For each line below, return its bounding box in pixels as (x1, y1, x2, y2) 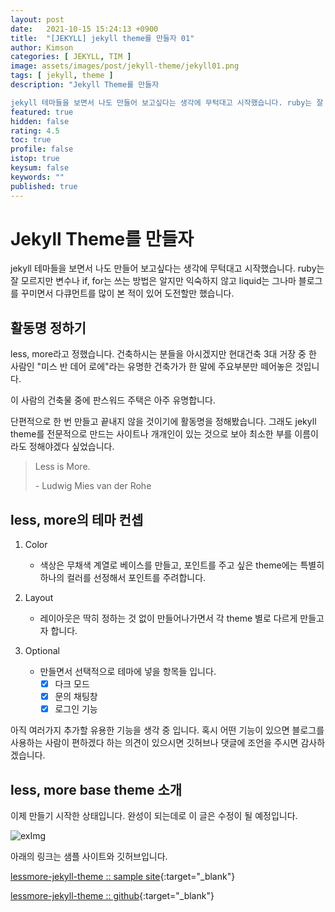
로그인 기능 (54, 703, 98, 715)
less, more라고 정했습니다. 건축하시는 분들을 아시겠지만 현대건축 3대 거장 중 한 (10, 348, 317, 360)
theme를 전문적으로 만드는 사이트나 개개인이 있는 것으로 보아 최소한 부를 (10, 428, 293, 440)
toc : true (10, 135, 52, 145)
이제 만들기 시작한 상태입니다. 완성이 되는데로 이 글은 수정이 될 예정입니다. (10, 810, 298, 822)
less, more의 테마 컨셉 (10, 511, 144, 528)
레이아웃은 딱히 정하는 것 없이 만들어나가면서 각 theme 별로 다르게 (39, 612, 298, 625)
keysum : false (10, 163, 70, 173)
